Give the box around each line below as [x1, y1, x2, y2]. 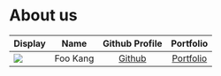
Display [13, 37, 46, 49]
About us [9, 5, 78, 26]
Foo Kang [54, 52, 95, 65]
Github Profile [103, 37, 163, 49]
